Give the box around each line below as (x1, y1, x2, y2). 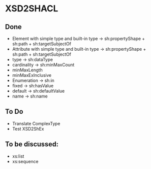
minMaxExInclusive (12, 72, 52, 78)
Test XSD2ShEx (12, 126, 44, 132)
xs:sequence (12, 158, 38, 164)
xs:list (12, 153, 25, 159)
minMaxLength (12, 67, 43, 73)
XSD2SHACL (5, 3, 59, 14)
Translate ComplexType (12, 120, 60, 126)
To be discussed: (5, 140, 59, 148)
